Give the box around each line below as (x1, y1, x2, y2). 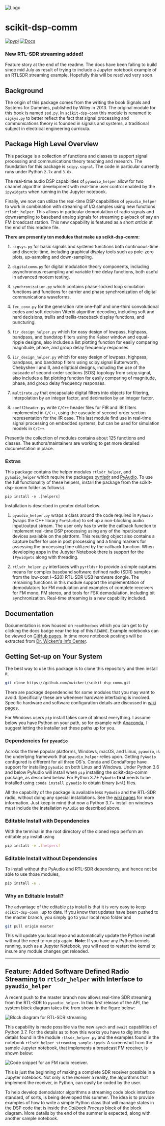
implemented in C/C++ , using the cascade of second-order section (12, 409, 146, 416)
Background (5, 86, 43, 95)
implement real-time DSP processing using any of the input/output (12, 528, 147, 534)
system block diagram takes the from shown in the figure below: (5, 1005, 135, 1011)
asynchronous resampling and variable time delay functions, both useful (12, 268, 159, 274)
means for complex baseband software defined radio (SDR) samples (12, 569, 151, 575)
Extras (5, 458, 21, 464)
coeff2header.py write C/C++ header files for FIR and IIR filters (12, 404, 137, 410)
